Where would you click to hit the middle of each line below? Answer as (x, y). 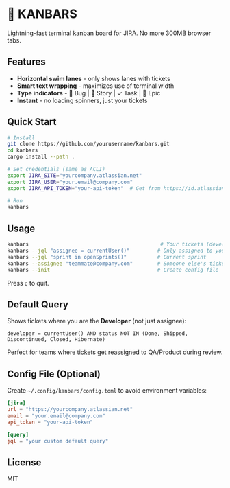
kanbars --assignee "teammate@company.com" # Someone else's (107, 264)
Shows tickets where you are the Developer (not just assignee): (97, 321)
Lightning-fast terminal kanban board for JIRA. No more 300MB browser (109, 33)
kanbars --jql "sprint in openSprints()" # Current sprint (107, 257)
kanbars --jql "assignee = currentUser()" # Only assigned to (110, 251)
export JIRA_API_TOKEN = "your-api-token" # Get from (84, 188)
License (24, 462)
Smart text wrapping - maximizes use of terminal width (95, 86)
